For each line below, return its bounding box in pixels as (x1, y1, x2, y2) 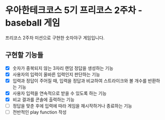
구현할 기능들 (5, 51, 44, 59)
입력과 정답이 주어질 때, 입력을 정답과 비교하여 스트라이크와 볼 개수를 (12, 77, 147, 83)
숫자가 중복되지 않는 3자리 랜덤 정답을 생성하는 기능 (12, 65, 114, 71)
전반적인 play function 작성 (12, 109, 67, 115)
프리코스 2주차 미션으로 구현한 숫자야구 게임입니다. (5, 35, 105, 41)
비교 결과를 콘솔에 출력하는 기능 (12, 96, 74, 102)
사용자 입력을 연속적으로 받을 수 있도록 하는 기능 (12, 90, 107, 96)
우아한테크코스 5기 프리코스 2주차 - (5, 5, 142, 16)
